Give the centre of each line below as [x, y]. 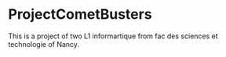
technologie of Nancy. [44, 44]
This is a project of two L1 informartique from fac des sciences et [113, 36]
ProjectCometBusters [80, 14]
